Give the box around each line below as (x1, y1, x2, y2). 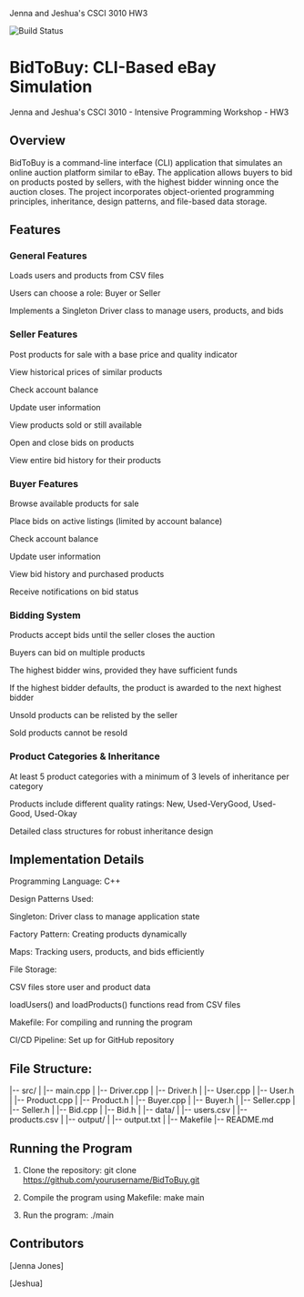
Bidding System (9, 609, 81, 622)
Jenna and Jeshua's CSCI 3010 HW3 (9, 8, 148, 18)
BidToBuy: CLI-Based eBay (9, 57, 217, 78)
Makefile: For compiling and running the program (9, 1017, 193, 1028)
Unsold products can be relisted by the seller (9, 710, 178, 721)
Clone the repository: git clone (22, 1165, 137, 1176)
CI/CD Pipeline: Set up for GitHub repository (9, 1035, 175, 1046)
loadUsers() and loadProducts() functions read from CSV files (9, 999, 241, 1010)
